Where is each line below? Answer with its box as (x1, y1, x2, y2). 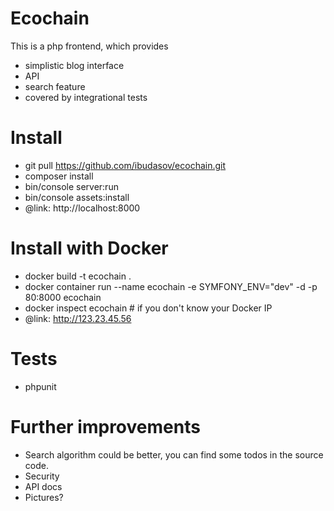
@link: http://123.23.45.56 (24, 312, 132, 324)
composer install (24, 170, 94, 182)
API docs (24, 480, 63, 492)
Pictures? (24, 491, 64, 503)
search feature (24, 80, 86, 92)
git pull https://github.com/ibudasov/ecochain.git (24, 159, 227, 171)
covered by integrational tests (24, 91, 148, 103)
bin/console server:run (24, 180, 119, 192)
